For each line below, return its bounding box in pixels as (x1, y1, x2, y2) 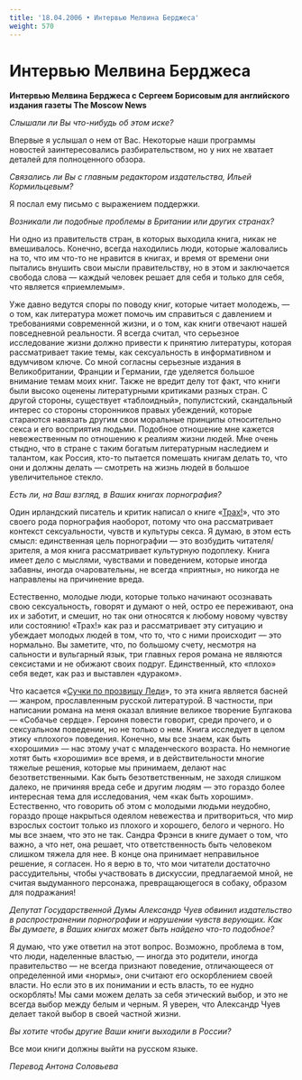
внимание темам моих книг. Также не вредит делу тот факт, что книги (9, 376, 281, 386)
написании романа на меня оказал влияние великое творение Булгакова (9, 705, 293, 716)
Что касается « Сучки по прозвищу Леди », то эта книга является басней (9, 685, 288, 696)
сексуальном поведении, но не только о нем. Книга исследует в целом (9, 724, 286, 735)
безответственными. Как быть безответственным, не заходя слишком (9, 772, 282, 783)
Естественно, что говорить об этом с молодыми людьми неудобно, (9, 801, 270, 812)
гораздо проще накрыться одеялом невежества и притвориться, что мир (9, 810, 294, 822)
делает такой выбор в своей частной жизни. (9, 1009, 181, 1019)
